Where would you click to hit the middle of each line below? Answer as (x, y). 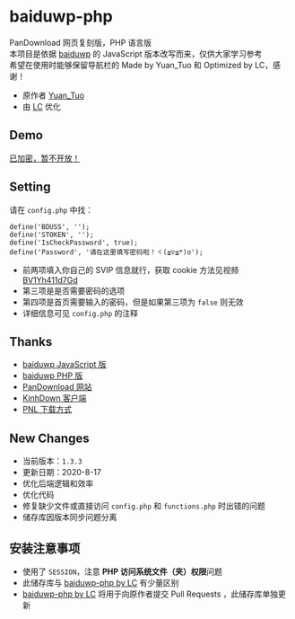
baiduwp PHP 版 (52, 376)
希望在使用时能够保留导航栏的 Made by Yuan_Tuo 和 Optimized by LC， (141, 65)
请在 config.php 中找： (52, 209)
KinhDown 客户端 (54, 398)
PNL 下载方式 (47, 410)
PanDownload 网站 (57, 387)
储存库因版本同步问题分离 (69, 517)
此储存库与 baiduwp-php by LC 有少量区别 (100, 583)
